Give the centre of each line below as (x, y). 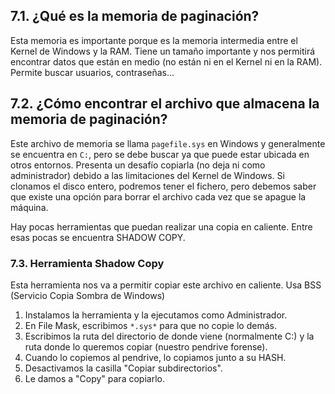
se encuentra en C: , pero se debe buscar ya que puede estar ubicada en (160, 154)
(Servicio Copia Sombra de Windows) (88, 295)
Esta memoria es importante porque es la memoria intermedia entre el (154, 40)
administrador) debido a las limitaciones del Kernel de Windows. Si (147, 175)
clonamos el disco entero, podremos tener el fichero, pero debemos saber (163, 186)
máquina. (29, 207)
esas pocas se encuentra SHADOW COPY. (98, 237)
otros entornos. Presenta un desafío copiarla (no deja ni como (138, 165)
